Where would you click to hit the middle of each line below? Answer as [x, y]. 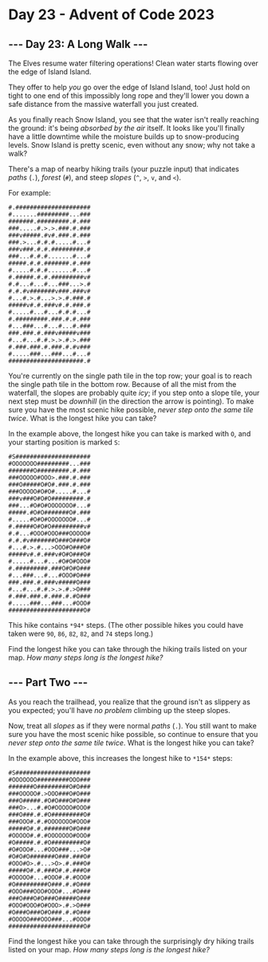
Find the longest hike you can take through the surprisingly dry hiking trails [131, 941]
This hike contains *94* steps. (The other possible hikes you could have [126, 625]
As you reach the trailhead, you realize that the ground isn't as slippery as [130, 702]
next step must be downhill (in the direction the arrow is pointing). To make [131, 401]
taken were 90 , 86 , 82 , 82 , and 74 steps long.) [81, 633]
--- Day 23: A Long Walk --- [78, 44]
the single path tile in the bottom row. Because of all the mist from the [122, 384]
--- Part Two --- [48, 682]
